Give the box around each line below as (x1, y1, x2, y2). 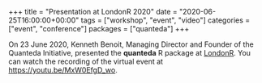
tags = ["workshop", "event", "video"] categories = (80, 15, 251, 25)
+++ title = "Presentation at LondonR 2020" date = (8, 7, 178, 16)
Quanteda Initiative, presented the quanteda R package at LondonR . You (8, 48, 251, 57)
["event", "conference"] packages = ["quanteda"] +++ (8, 24, 190, 33)
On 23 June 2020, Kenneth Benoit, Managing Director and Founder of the (8, 39, 254, 49)
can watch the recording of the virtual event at (8, 56, 164, 66)
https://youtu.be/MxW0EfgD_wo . (8, 65, 118, 75)
